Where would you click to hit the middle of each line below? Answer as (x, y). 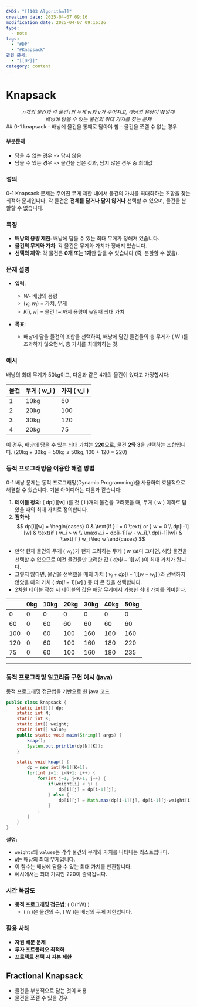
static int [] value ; (42, 730)
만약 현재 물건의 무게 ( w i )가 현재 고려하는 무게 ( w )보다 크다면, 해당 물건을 (101, 552)
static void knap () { (43, 762)
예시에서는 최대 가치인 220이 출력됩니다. (61, 874)
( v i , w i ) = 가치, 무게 (45, 304)
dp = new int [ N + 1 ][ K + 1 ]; (57, 768)
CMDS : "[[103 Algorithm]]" (39, 11)
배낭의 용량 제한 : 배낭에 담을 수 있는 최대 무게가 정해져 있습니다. (87, 239)
